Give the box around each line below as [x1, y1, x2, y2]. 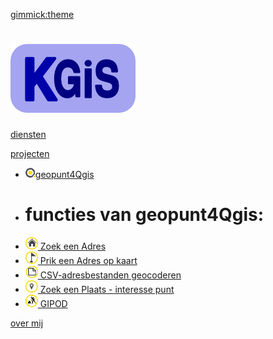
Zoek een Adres [39, 240, 107, 252]
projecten [10, 147, 50, 159]
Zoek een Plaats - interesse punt [39, 283, 175, 295]
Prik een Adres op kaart [39, 254, 138, 266]
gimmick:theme [10, 9, 75, 20]
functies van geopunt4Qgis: [24, 204, 265, 226]
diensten [10, 128, 47, 140]
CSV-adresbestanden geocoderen [39, 269, 182, 281]
